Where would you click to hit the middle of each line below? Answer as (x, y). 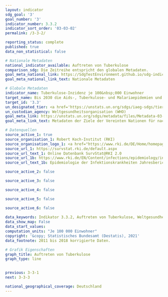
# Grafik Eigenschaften (30, 250)
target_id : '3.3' (23, 102)
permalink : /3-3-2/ (25, 33)
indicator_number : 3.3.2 (31, 24)
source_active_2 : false (30, 172)
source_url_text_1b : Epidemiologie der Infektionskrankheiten (71, 163)
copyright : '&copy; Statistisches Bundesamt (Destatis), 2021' (72, 236)
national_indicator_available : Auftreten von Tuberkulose (67, 65)
